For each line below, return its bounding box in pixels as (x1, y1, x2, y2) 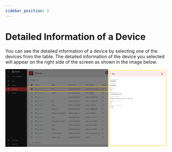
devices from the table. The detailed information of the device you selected (5, 53, 165, 59)
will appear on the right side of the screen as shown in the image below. (5, 59, 158, 65)
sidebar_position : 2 (5, 8, 50, 13)
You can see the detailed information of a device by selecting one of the (5, 48, 158, 54)
